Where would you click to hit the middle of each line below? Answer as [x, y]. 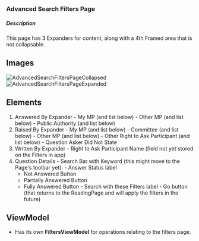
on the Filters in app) [40, 155]
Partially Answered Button [55, 180]
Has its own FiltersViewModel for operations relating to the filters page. [103, 232]
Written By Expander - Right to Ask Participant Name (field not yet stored [104, 148]
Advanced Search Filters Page [51, 9]
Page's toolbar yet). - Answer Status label [66, 167]
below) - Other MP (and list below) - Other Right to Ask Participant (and [102, 136]
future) [32, 199]
